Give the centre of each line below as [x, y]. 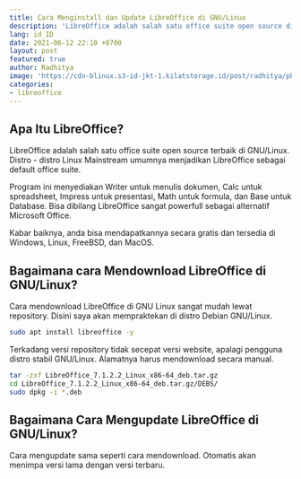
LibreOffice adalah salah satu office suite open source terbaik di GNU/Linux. [150, 151]
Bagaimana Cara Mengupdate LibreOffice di [134, 420]
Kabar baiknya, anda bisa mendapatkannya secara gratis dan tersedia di [142, 233]
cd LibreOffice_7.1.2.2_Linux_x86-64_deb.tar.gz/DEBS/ [114, 383]
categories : [31, 84]
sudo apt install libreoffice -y [72, 333]
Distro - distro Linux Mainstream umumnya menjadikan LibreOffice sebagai [147, 160]
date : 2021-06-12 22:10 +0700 [66, 43]
